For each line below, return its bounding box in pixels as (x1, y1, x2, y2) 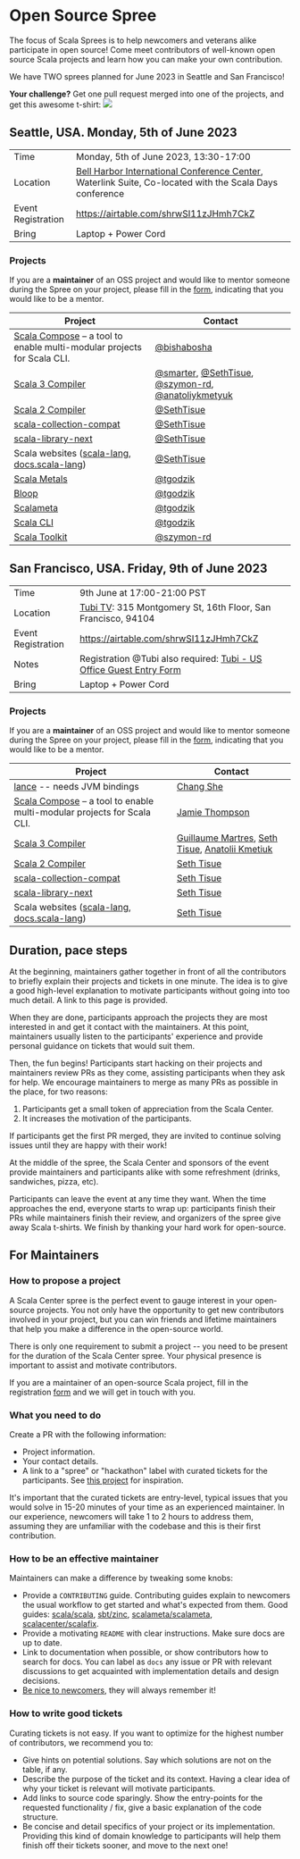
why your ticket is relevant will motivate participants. (21, 1783, 216, 1794)
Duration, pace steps (9, 942, 128, 958)
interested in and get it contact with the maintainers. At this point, (9, 1021, 250, 1032)
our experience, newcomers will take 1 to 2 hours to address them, (9, 1511, 254, 1521)
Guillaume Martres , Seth (177, 832, 279, 844)
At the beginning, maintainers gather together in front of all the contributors (9, 966, 287, 976)
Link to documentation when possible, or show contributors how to (21, 1647, 269, 1658)
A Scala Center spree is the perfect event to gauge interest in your (9, 1294, 253, 1305)
